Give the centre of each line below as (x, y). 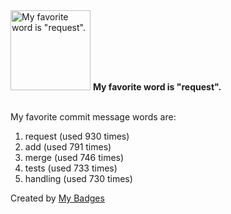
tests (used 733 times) (71, 168)
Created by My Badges (57, 198)
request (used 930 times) (77, 136)
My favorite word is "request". (157, 87)
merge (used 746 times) (74, 157)
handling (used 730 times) (78, 178)
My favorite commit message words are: (93, 117)
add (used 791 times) (68, 147)
